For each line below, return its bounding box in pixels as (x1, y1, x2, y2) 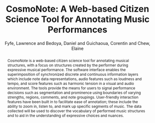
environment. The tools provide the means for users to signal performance (7, 85, 136, 91)
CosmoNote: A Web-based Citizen (5, 3, 150, 15)
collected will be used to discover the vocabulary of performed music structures (7, 108, 146, 113)
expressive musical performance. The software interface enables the (7, 67, 126, 72)
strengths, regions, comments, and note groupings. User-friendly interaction (7, 94, 139, 100)
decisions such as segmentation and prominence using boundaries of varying (7, 90, 141, 95)
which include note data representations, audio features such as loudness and (7, 76, 142, 82)
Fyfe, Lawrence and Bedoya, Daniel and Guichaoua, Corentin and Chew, (4, 40, 151, 46)
